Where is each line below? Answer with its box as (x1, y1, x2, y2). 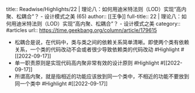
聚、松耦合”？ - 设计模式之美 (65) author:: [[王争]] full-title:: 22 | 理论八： (6, 13, 182, 20)
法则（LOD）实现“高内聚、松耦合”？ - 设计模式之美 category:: (31, 20, 180, 27)
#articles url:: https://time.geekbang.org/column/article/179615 (6, 27, 157, 34)
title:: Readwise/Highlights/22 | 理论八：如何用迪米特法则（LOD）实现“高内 (6, 6, 187, 12)
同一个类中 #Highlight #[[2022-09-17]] (14, 80, 108, 87)
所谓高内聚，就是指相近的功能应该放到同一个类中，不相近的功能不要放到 (14, 73, 189, 80)
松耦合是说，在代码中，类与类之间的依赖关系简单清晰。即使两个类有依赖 (14, 39, 189, 45)
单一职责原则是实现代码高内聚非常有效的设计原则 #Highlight (14, 59, 159, 66)
